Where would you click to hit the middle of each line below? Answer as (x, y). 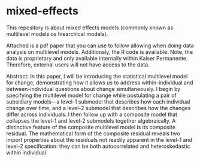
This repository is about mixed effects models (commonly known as (90, 28)
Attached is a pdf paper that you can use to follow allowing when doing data (100, 45)
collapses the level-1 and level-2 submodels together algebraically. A (91, 120)
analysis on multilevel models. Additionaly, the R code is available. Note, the (100, 51)
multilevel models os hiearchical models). (57, 34)
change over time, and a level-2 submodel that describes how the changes (99, 108)
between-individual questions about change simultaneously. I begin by (93, 89)
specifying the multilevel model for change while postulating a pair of (91, 95)
